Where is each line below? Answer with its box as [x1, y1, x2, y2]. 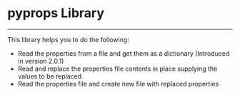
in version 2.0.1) [17, 56, 64, 65]
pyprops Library [7, 5, 105, 21]
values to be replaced [17, 71, 82, 80]
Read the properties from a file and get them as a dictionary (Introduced [17, 49, 230, 58]
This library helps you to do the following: [7, 35, 130, 44]
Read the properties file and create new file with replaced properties [17, 79, 219, 88]
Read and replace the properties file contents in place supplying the [17, 64, 218, 73]
